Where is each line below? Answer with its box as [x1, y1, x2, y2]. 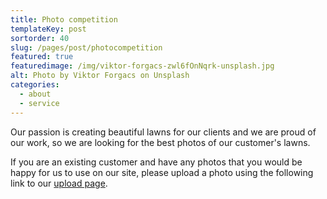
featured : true [10, 52, 74, 62]
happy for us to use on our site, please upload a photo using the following [10, 166, 314, 178]
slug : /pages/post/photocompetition [10, 42, 163, 53]
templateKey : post [10, 24, 87, 34]
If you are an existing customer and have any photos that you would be [10, 156, 303, 168]
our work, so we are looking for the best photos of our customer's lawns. [10, 136, 311, 148]
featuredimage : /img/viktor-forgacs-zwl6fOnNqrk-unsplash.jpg [10, 61, 275, 71]
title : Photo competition [10, 14, 118, 25]
